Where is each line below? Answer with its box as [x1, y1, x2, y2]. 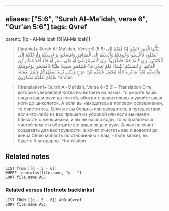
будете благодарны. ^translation [17, 137, 87, 144]
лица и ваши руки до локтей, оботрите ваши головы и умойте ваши [17, 94, 163, 101]
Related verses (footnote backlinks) [5, 186, 95, 193]
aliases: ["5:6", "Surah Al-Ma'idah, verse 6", [5, 15, 148, 23]
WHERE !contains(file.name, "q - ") [5, 170, 82, 175]
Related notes [5, 152, 49, 161]
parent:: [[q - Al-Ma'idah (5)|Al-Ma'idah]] [5, 36, 91, 42]
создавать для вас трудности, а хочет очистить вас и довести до [17, 127, 158, 133]
